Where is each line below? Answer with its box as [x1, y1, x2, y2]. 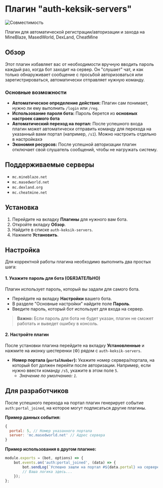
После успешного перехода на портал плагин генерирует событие [5, 400, 144, 406]
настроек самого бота [12, 116, 60, 121]
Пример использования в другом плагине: [5, 446, 97, 452]
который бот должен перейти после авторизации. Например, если [12, 362, 151, 368]
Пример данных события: [5, 414, 61, 420]
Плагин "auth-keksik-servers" [5, 3, 132, 15]
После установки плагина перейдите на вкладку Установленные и [5, 342, 145, 348]
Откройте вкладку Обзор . [12, 221, 66, 227]
